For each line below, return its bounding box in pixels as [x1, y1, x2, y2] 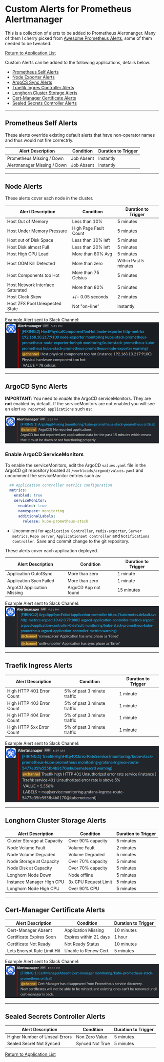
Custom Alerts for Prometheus [5, 3, 132, 15]
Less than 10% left [72, 237, 110, 243]
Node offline [68, 872, 94, 878]
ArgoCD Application [7, 584, 47, 590]
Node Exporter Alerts [12, 74, 55, 80]
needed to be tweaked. [5, 40, 52, 46]
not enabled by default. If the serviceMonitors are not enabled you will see [5, 400, 155, 406]
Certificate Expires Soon [7, 934, 56, 940]
